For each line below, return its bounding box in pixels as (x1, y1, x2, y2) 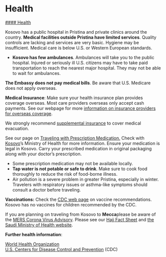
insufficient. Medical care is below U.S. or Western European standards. (5, 45, 153, 51)
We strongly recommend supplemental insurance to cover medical (5, 120, 142, 126)
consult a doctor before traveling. (12, 187, 81, 193)
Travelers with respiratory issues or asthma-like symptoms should (12, 182, 148, 188)
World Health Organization (5, 241, 60, 247)
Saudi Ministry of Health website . (5, 222, 73, 228)
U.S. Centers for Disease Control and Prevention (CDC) (5, 246, 118, 252)
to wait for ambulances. (12, 70, 61, 76)
